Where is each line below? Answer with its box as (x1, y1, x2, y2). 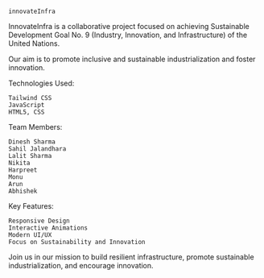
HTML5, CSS (8, 108, 45, 116)
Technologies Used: (8, 78, 75, 88)
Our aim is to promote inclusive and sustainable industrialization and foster (8, 54, 256, 64)
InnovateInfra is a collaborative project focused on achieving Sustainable (8, 22, 250, 31)
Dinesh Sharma (8, 138, 56, 146)
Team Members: (8, 122, 63, 131)
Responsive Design (8, 217, 70, 225)
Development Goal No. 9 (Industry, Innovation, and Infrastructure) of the (8, 30, 248, 39)
